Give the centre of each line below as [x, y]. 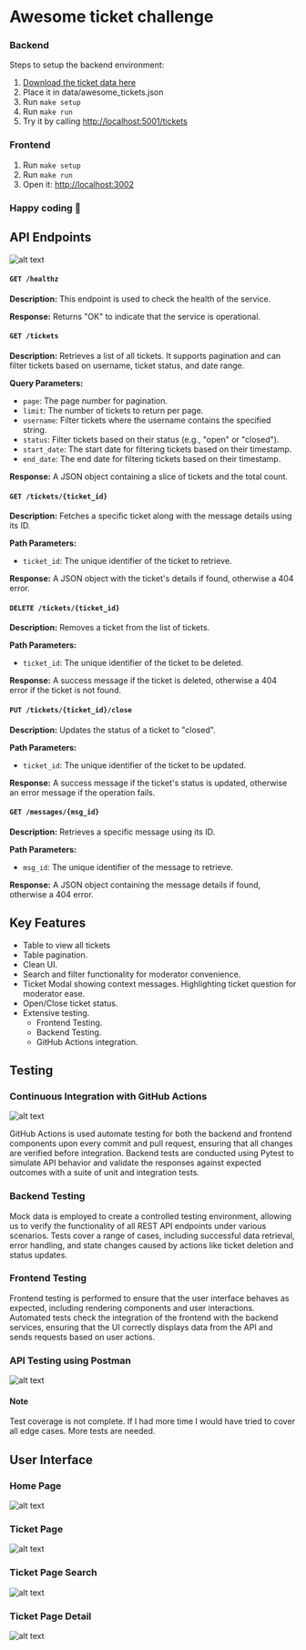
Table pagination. [55, 955]
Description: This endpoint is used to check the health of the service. [140, 299]
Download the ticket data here [79, 83]
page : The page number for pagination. [95, 400]
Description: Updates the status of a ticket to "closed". [112, 730]
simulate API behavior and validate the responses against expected [135, 1163]
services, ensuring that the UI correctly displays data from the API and [141, 1327]
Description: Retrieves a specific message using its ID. [112, 832]
